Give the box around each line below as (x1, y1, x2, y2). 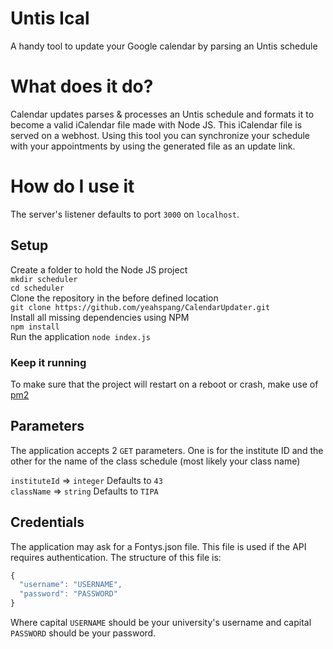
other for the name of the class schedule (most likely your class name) (10, 455, 301, 467)
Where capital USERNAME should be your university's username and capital (10, 617, 312, 629)
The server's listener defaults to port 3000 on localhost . (10, 208, 240, 220)
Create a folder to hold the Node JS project (10, 263, 188, 276)
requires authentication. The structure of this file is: (10, 551, 222, 563)
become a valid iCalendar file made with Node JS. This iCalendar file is (10, 118, 303, 131)
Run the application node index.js (10, 330, 151, 342)
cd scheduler (10, 283, 65, 293)
